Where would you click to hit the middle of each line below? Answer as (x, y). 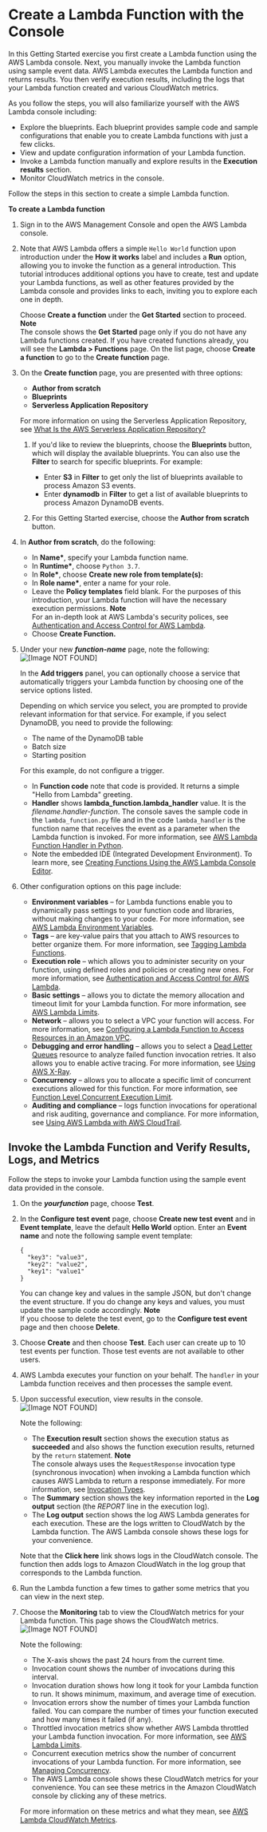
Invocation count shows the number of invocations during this (133, 1668)
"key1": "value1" (56, 1271)
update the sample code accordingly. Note (90, 1310)
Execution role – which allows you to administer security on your (138, 961)
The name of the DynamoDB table (87, 738)
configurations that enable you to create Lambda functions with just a (134, 135)
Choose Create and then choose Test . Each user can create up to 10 (132, 1342)
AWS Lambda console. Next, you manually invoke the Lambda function (125, 62)
